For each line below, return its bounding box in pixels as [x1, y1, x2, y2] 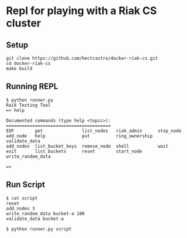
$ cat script [6, 195, 38, 201]
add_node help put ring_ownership [6, 133, 153, 139]
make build [6, 66, 33, 72]
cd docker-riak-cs [6, 60, 51, 66]
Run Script [6, 180, 46, 190]
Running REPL [6, 81, 58, 91]
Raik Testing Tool [6, 102, 51, 108]
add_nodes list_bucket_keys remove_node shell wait [6, 143, 168, 149]
